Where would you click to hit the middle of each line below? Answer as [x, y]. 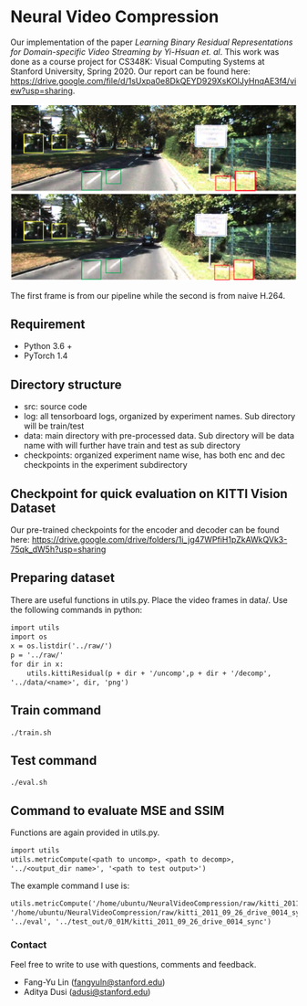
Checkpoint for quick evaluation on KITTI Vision [149, 494]
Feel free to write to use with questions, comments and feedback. [133, 965]
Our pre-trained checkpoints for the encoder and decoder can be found [145, 529]
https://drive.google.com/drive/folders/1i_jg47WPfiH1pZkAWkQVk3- [159, 539]
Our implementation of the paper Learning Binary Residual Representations [152, 42]
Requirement [48, 324]
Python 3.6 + [48, 346]
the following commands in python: [77, 609]
